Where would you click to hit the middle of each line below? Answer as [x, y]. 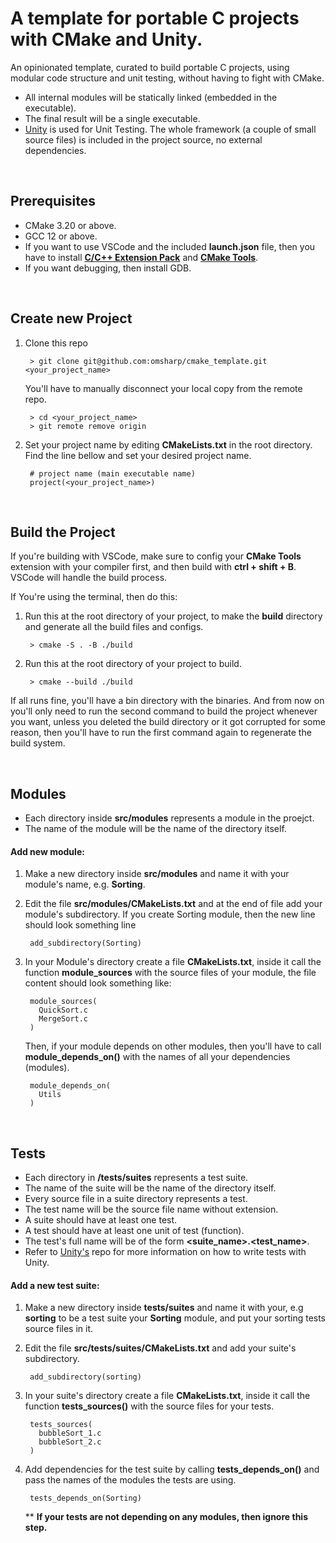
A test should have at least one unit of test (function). [134, 1231]
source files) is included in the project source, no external [143, 139]
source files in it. [59, 1329]
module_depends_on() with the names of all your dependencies [157, 1057]
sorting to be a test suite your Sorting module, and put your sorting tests [175, 1318]
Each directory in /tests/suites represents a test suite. [136, 1178]
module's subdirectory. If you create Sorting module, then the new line [170, 914]
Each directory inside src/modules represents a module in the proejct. [169, 818]
